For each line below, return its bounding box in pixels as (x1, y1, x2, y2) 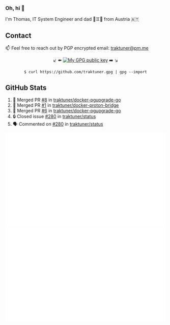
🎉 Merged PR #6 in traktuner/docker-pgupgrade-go (12, 107, 121, 113)
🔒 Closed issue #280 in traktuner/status (12, 113, 96, 119)
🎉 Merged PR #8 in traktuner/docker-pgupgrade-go (12, 97, 121, 103)
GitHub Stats (5, 83, 47, 92)
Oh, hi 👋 (5, 5, 25, 12)
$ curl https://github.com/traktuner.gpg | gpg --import (23, 70, 148, 75)
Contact (5, 31, 32, 40)
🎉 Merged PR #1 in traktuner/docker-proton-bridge (12, 102, 119, 108)
